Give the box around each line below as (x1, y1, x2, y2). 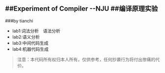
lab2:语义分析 (12, 34, 40, 40)
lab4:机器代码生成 (12, 46, 49, 52)
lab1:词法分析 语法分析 (12, 28, 61, 34)
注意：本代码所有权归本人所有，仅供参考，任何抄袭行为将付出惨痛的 (17, 56, 156, 62)
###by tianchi (5, 18, 33, 23)
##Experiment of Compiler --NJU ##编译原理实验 (5, 4, 158, 13)
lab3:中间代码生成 (12, 40, 49, 46)
